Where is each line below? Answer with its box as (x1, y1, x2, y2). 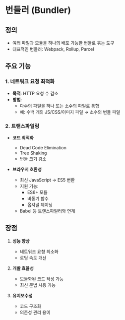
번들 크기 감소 (19, 156, 47, 162)
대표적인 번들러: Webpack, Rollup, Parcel (12, 46, 94, 52)
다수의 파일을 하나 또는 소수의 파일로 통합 (19, 103, 100, 109)
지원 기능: (19, 183, 39, 189)
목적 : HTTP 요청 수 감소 (12, 90, 59, 96)
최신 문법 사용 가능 (19, 282, 56, 288)
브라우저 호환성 (12, 166, 42, 172)
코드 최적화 (12, 134, 34, 140)
